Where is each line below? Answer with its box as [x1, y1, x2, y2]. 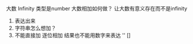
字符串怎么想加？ [14, 25, 56, 31]
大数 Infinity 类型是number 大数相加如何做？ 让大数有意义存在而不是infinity [6, 5, 188, 12]
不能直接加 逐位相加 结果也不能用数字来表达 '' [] [14, 32, 131, 39]
